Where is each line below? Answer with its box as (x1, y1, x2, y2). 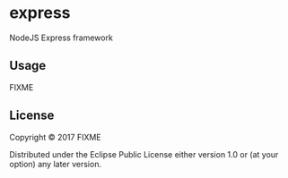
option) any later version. (9, 158, 101, 169)
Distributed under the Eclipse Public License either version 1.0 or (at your (9, 148, 279, 159)
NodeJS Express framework (9, 32, 114, 43)
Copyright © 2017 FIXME (9, 131, 101, 142)
